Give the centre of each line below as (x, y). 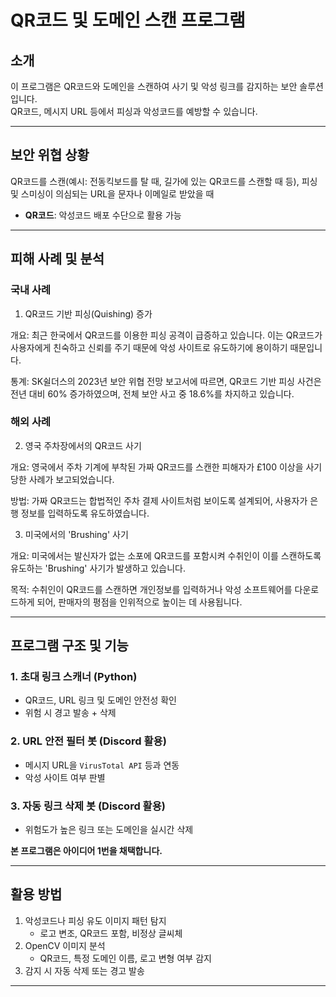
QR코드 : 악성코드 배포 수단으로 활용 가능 (103, 215)
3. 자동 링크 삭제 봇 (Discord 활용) (88, 806)
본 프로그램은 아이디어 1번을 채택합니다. (86, 851)
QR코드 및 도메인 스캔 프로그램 (128, 20)
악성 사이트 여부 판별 (65, 777)
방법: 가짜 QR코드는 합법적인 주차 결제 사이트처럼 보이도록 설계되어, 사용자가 (159, 500)
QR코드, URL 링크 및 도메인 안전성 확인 (100, 700)
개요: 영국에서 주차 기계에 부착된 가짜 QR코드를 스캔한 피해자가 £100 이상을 (157, 467)
